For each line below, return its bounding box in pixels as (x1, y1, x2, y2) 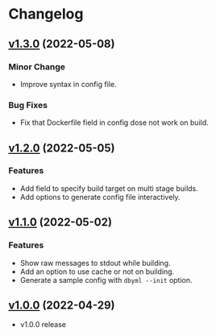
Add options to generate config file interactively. (19, 192, 181, 201)
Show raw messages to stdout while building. (19, 258, 171, 268)
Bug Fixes (8, 99, 48, 110)
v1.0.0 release (19, 320, 67, 330)
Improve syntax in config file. (19, 79, 117, 89)
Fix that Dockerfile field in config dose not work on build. (19, 118, 210, 127)
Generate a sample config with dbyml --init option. (19, 275, 193, 284)
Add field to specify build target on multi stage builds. (19, 183, 199, 193)
